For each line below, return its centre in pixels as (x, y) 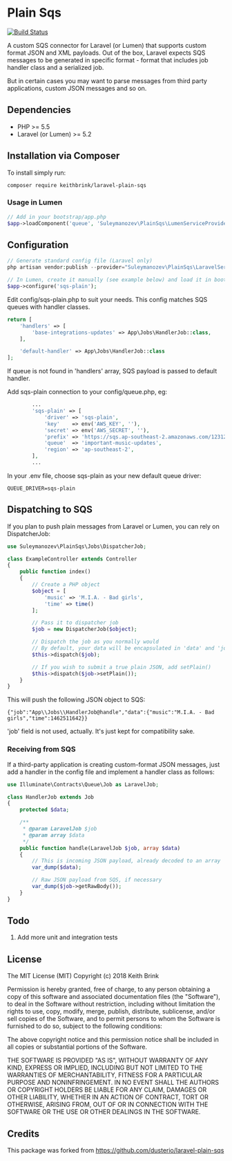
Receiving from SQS (41, 750)
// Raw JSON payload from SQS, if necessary (97, 880)
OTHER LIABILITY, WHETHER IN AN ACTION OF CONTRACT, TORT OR (108, 1097)
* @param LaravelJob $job (60, 829)
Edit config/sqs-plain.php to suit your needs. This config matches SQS (107, 299)
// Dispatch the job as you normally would (95, 642)
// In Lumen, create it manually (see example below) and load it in (109, 280)
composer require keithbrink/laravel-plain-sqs (77, 185)
